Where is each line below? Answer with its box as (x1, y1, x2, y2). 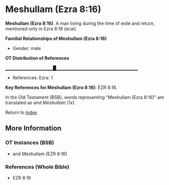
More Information (5, 124, 62, 132)
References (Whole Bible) (5, 163, 69, 170)
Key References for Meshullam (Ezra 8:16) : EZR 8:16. (5, 84, 117, 90)
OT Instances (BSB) (5, 139, 54, 146)
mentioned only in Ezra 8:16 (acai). (5, 25, 77, 31)
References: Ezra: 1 (12, 74, 53, 80)
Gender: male (12, 45, 41, 51)
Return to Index (5, 109, 37, 115)
